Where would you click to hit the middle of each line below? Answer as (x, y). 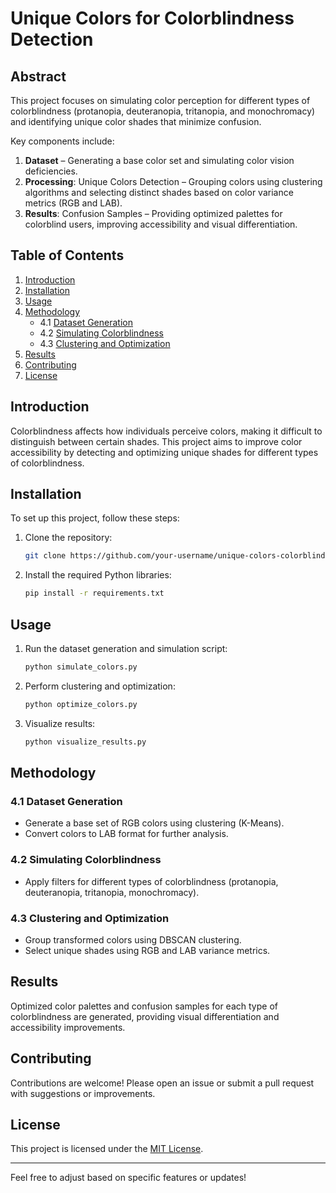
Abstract (38, 76)
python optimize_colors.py (81, 704)
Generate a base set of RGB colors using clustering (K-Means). (154, 823)
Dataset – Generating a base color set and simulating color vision (159, 160)
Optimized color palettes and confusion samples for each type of (144, 1006)
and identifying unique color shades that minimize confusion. (136, 121)
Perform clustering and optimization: (100, 686)
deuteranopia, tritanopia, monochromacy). (112, 892)
